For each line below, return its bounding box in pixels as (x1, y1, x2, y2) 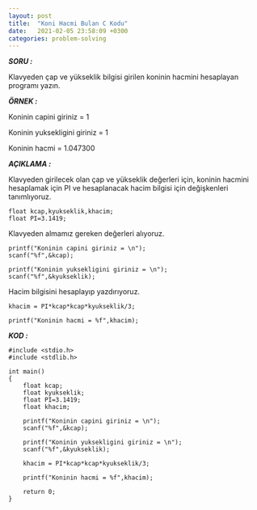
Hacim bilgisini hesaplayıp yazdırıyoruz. (8, 287, 140, 297)
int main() (8, 368, 45, 376)
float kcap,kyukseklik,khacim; (8, 208, 114, 216)
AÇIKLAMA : (8, 159, 52, 169)
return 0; (23, 488, 57, 496)
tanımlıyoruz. (8, 192, 52, 202)
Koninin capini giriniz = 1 (8, 112, 90, 122)
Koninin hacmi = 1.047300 (8, 143, 95, 154)
